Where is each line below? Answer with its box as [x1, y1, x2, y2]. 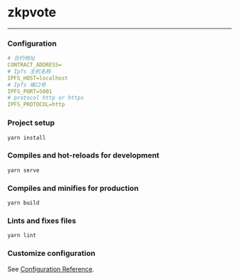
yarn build [7, 199, 40, 207]
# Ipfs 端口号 [7, 81, 46, 88]
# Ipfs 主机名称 [7, 68, 51, 75]
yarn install [7, 134, 46, 141]
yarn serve [7, 167, 40, 174]
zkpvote [7, 4, 57, 21]
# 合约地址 [7, 55, 36, 62]
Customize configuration [7, 249, 96, 259]
